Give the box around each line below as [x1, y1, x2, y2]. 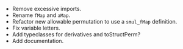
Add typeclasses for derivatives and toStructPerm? [12, 31, 141, 38]
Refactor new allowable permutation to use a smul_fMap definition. [12, 18, 178, 25]
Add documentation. [12, 38, 64, 44]
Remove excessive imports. [12, 5, 82, 12]
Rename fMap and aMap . [12, 11, 71, 19]
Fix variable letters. [12, 24, 60, 31]
